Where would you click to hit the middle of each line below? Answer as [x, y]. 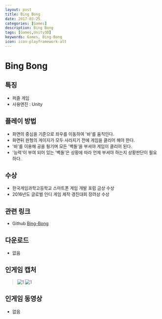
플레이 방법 [21, 121]
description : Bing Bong [29, 28]
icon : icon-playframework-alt [36, 42]
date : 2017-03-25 [23, 19]
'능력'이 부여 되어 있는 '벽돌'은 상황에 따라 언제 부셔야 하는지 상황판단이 [80, 152]
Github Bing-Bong [30, 224]
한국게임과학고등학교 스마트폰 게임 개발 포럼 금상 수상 [63, 188]
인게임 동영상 [24, 299]
